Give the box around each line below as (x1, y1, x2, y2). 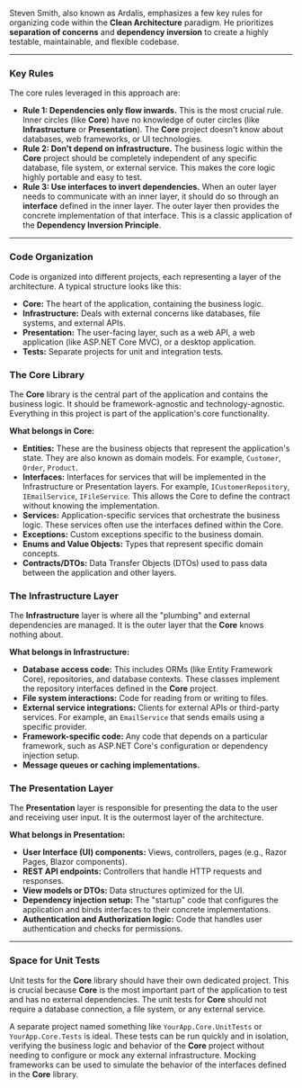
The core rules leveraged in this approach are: (9, 87, 181, 98)
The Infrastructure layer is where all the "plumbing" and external (9, 610, 251, 621)
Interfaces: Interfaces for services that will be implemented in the (22, 472, 267, 482)
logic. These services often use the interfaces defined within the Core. (22, 519, 284, 530)
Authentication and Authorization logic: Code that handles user (22, 913, 263, 925)
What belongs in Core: (9, 425, 95, 436)
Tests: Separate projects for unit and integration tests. (22, 346, 224, 356)
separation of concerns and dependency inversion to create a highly (9, 27, 270, 37)
